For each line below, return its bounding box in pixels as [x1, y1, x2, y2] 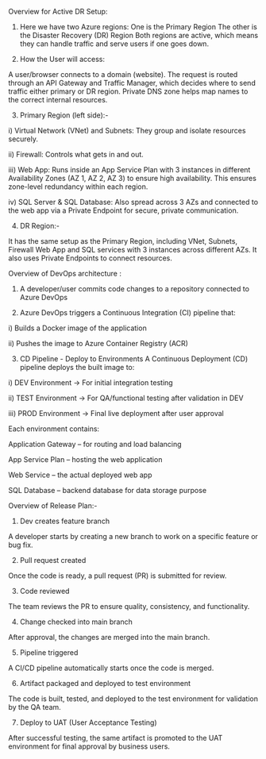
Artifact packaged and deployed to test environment [19, 679, 191, 688]
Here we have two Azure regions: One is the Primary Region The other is [19, 22, 258, 31]
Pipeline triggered [19, 648, 79, 657]
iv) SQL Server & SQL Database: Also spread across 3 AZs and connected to [8, 198, 259, 206]
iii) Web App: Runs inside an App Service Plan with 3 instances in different [8, 165, 251, 174]
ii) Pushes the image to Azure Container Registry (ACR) [8, 339, 189, 348]
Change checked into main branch [19, 617, 133, 626]
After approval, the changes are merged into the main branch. [8, 633, 210, 641]
